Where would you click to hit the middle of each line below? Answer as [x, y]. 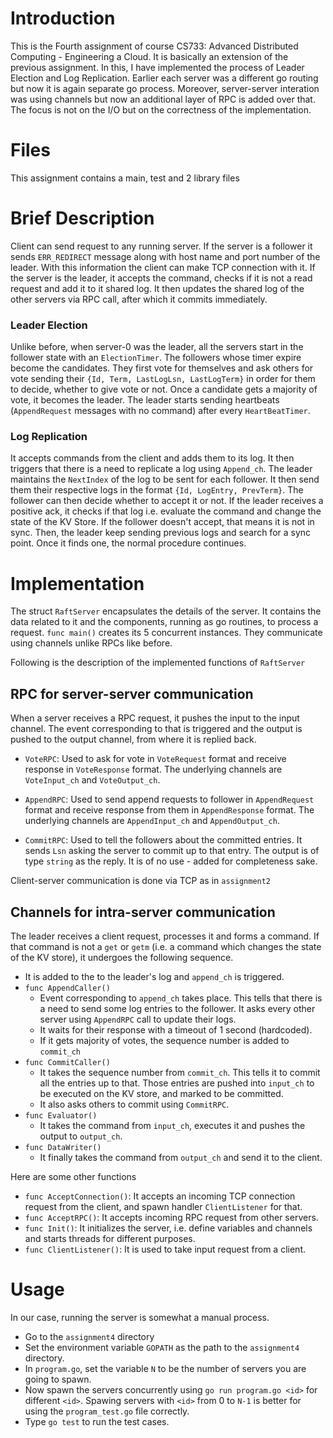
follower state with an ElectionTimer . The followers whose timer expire [156, 358]
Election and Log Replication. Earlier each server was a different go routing [164, 78]
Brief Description [82, 218]
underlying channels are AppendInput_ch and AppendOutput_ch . [152, 821]
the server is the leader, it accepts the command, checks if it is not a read [161, 278]
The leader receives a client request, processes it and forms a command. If [165, 936]
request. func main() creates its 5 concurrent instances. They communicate [166, 633]
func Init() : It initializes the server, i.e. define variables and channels [168, 1228]
